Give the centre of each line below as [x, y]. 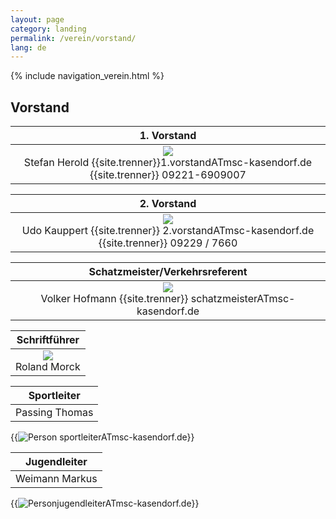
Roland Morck [48, 367]
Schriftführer [48, 340]
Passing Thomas [54, 413]
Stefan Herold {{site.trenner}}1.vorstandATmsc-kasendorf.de [168, 163]
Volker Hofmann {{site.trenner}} [114, 299]
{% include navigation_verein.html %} [87, 76]
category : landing [48, 29]
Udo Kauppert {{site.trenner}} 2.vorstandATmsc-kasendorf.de [168, 231]
